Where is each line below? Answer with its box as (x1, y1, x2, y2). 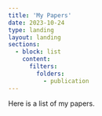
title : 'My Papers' (8, 11, 72, 20)
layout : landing (8, 33, 61, 42)
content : (22, 56, 51, 63)
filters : (28, 63, 58, 71)
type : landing (8, 26, 55, 34)
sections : (8, 41, 41, 49)
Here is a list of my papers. (8, 99, 96, 108)
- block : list (15, 48, 61, 56)
